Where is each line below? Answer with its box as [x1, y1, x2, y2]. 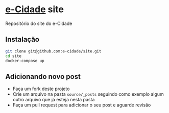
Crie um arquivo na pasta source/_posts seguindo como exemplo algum [12, 91, 164, 97]
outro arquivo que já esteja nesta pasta [12, 97, 95, 103]
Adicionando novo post [5, 72, 81, 81]
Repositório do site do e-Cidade [5, 20, 73, 26]
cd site [5, 53, 22, 59]
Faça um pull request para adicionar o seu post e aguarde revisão [12, 102, 151, 108]
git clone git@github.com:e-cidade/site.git [5, 48, 102, 54]
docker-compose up [5, 58, 44, 63]
